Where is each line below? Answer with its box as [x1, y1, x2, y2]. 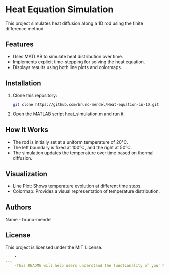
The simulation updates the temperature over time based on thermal [12, 150, 154, 156]
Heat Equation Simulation [5, 4, 114, 15]
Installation [5, 79, 41, 88]
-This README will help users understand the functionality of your [14, 263, 161, 268]
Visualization [5, 170, 48, 178]
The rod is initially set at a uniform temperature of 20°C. [12, 139, 128, 145]
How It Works [5, 125, 49, 134]
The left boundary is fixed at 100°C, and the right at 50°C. [12, 145, 132, 151]
